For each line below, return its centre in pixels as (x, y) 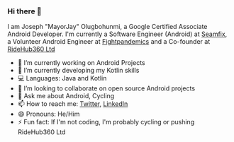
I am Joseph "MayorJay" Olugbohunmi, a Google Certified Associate (107, 27)
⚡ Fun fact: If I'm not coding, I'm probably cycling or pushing (106, 122)
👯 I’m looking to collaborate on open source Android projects (106, 88)
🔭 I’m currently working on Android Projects (81, 63)
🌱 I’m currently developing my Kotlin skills (78, 71)
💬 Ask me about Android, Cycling (66, 96)
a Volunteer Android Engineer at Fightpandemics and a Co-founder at (109, 42)
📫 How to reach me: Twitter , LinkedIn (73, 104)
